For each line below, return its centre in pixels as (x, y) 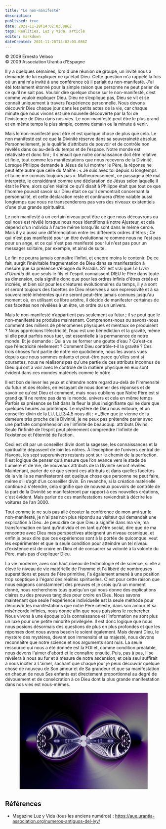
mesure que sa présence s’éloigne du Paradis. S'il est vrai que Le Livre (77, 268)
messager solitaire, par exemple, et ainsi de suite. (56, 248)
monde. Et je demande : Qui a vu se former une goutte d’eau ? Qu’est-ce (79, 341)
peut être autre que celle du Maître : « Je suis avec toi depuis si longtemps (81, 170)
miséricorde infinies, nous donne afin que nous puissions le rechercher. (78, 611)
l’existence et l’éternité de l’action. (40, 435)
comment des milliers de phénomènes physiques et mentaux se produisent (82, 325)
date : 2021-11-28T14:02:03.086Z (38, 26)
